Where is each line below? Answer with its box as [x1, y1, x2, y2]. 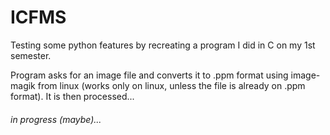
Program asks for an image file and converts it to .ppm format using [10, 69, 289, 81]
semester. [10, 49, 52, 61]
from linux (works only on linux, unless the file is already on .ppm [37, 79, 306, 91]
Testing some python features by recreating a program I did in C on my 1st [10, 39, 316, 51]
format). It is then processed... [10, 90, 135, 102]
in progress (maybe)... [10, 113, 102, 125]
